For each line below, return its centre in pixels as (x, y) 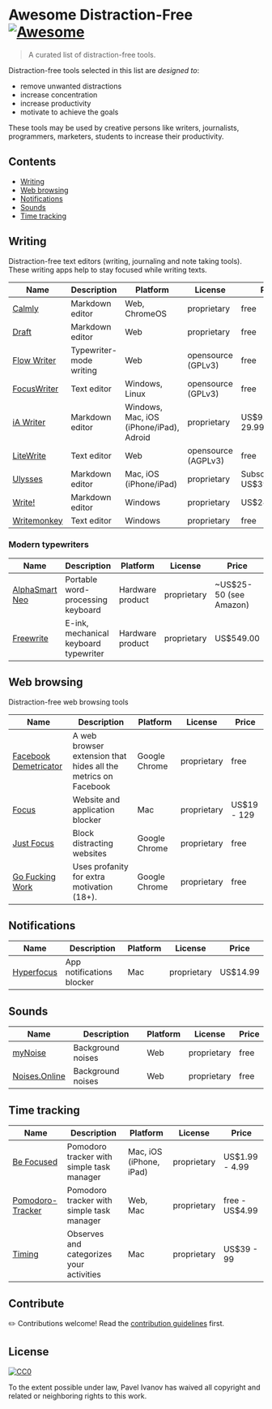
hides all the (96, 766)
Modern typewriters (49, 545)
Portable (81, 580)
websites (89, 853)
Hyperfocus (35, 972)
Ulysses (28, 479)
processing (86, 600)
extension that (100, 756)
